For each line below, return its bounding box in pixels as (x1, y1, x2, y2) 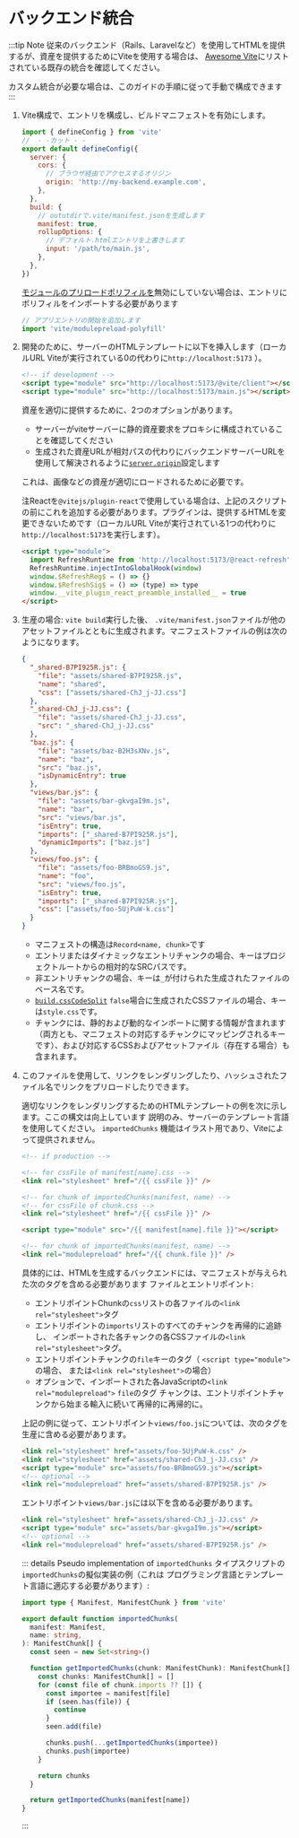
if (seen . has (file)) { (45, 1697, 131, 1706)
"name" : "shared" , (38, 679, 107, 689)
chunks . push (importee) (45, 1747, 131, 1755)
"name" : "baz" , (38, 754, 95, 763)
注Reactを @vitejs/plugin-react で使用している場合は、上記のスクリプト (21, 495, 288, 507)
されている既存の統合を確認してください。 (8, 62, 165, 73)
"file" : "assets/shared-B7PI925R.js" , (38, 671, 183, 680)
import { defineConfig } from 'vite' (21, 127, 163, 136)
